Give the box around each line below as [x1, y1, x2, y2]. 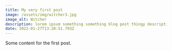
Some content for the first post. [5, 40, 72, 46]
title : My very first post [5, 7, 63, 13]
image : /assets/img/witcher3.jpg [5, 12, 77, 17]
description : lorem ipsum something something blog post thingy [5, 21, 145, 27]
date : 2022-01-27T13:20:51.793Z [5, 26, 74, 31]
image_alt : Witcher [5, 17, 47, 22]
